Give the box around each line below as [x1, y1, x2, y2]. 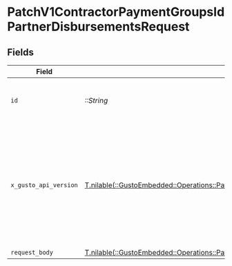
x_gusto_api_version [10, 181, 78, 189]
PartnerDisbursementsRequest [7, 19, 190, 35]
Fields [7, 46, 35, 58]
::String [84, 96, 108, 105]
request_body [10, 249, 54, 256]
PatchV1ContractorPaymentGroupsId [7, 4, 225, 20]
